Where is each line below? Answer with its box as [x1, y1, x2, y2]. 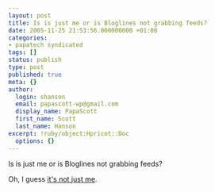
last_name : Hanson [15, 122, 77, 130]
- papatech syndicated [8, 41, 83, 49]
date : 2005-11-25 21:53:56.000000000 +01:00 [8, 26, 158, 34]
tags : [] [8, 48, 37, 56]
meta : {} [8, 78, 37, 86]
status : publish [8, 56, 62, 64]
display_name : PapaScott [15, 108, 98, 116]
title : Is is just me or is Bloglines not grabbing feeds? [8, 19, 208, 27]
